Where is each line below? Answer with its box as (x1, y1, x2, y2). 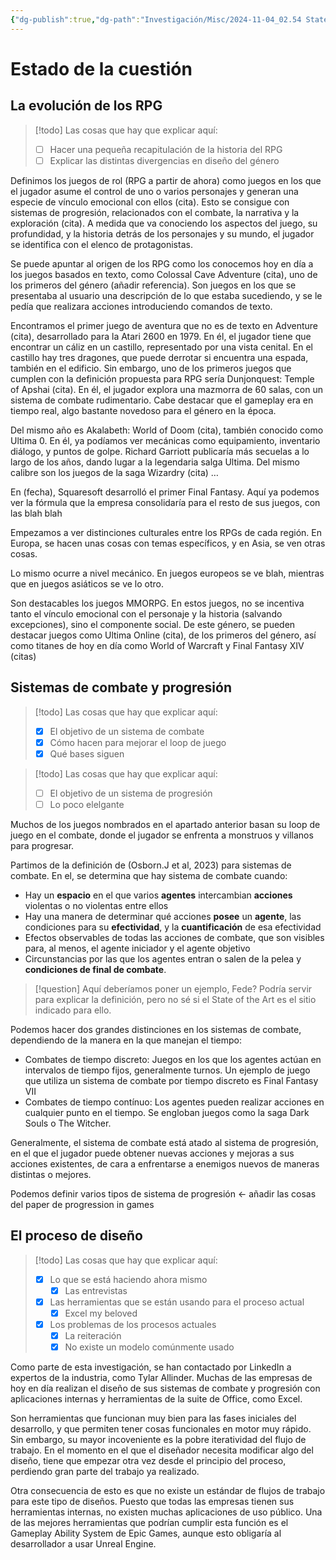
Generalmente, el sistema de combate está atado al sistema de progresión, (10, 1136, 319, 1148)
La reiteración (64, 1330, 122, 1341)
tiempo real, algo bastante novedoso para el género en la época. (10, 404, 277, 416)
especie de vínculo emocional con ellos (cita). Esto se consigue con (10, 196, 290, 208)
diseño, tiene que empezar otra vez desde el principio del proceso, (10, 1455, 287, 1467)
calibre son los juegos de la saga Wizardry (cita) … (10, 466, 219, 478)
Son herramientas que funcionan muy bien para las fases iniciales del (10, 1412, 297, 1425)
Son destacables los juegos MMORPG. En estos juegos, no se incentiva (10, 597, 305, 609)
